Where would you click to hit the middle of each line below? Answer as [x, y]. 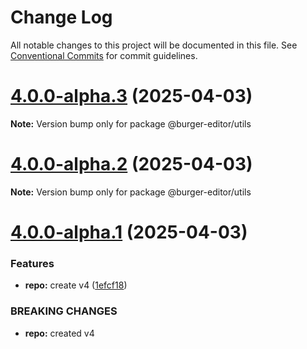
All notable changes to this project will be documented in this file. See [154, 45]
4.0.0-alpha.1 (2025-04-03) [129, 232]
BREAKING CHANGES [64, 311]
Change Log [61, 17]
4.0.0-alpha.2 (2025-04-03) [131, 164]
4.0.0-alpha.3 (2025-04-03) [131, 96]
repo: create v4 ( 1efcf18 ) [76, 285]
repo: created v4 [59, 333]
